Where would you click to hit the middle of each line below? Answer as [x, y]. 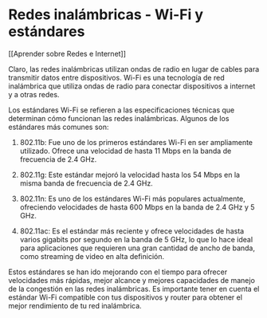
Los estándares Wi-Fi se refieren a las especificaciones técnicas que [122, 110]
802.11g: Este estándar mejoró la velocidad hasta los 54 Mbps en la [130, 175]
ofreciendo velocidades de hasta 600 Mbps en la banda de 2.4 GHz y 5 [137, 207]
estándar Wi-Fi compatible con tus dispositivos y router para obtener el [126, 297]
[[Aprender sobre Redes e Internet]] [67, 53]
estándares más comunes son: [59, 127]
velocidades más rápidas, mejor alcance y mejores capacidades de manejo [132, 280]
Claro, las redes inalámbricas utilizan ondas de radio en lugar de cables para [134, 69]
